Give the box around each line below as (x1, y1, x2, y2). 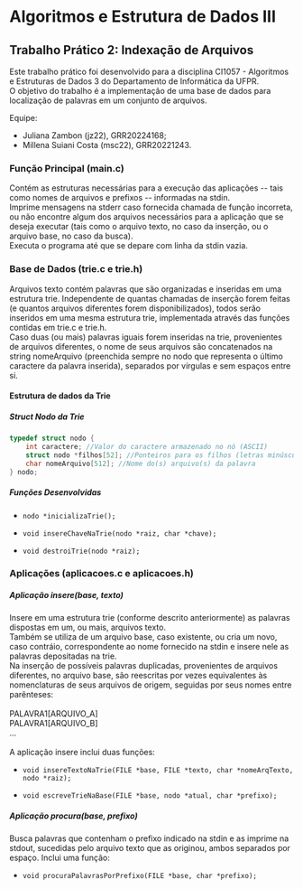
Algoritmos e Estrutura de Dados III (9, 6, 277, 27)
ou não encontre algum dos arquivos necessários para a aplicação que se (9, 211, 284, 222)
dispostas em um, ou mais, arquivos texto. (9, 622, 167, 633)
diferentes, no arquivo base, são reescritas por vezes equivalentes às (9, 670, 268, 681)
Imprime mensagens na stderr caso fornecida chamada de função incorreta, (9, 201, 293, 213)
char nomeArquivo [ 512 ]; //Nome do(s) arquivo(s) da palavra (25, 459, 256, 468)
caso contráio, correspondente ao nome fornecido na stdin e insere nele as (9, 641, 289, 652)
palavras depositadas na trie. (9, 650, 117, 661)
